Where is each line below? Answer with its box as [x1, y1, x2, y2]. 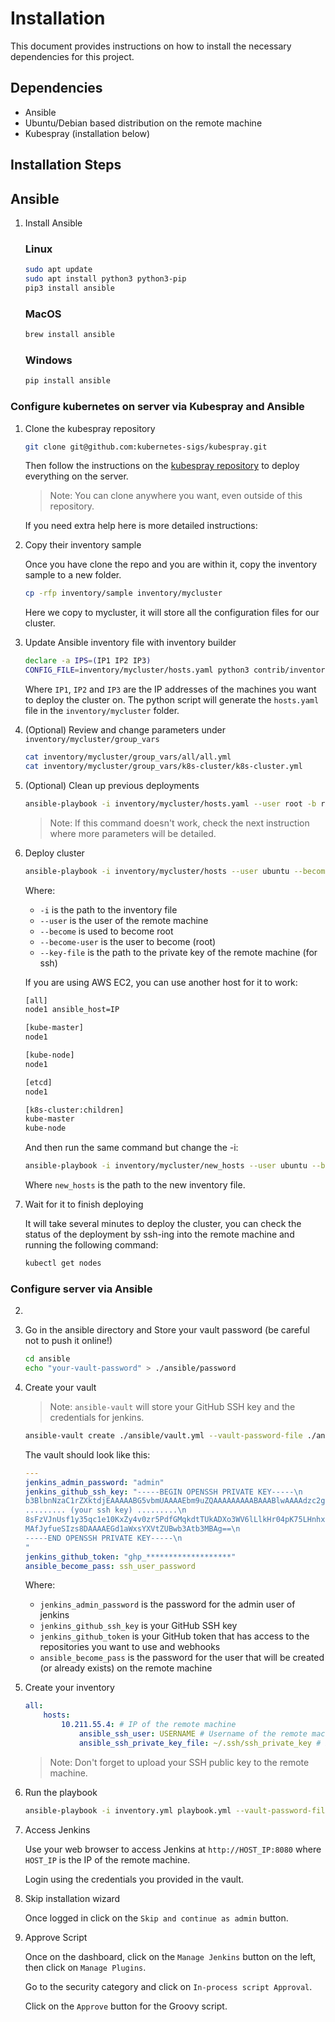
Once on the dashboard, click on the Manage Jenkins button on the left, [24, 1950, 317, 1962]
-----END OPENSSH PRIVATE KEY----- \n [24, 1533, 183, 1543]
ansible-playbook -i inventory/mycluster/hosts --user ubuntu [24, 866, 290, 876]
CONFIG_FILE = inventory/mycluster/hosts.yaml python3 [24, 665, 250, 676]
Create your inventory [24, 1682, 115, 1694]
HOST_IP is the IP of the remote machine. [24, 1853, 191, 1866]
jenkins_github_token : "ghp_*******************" [24, 1552, 237, 1562]
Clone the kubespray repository [24, 422, 156, 434]
